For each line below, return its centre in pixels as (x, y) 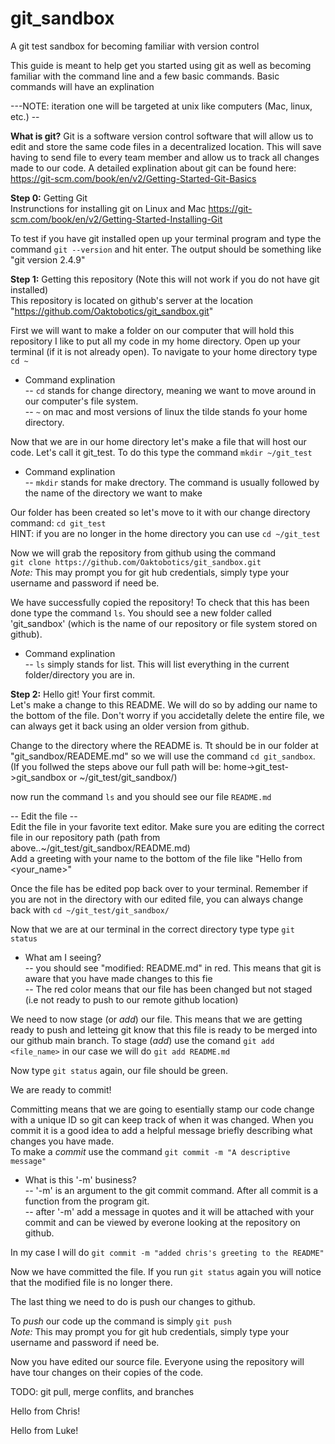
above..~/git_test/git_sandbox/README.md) (100, 848)
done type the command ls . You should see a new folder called (141, 613)
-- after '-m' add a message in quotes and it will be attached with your (169, 1211)
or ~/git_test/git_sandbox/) (123, 777)
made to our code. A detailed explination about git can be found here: (153, 168)
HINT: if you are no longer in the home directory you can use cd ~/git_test (165, 533)
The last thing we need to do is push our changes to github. (133, 1301)
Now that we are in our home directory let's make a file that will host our (158, 441)
